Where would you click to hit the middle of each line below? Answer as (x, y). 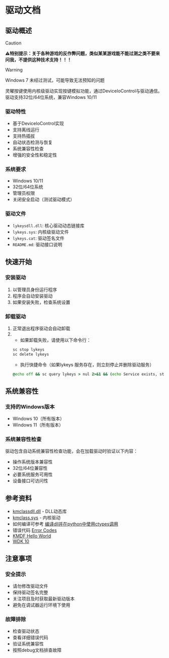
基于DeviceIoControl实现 (38, 124)
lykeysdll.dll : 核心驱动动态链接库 (48, 226)
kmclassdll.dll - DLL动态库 (40, 511)
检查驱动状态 (26, 631)
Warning (14, 70)
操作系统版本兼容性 (33, 462)
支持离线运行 (26, 130)
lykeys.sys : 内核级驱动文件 (41, 232)
